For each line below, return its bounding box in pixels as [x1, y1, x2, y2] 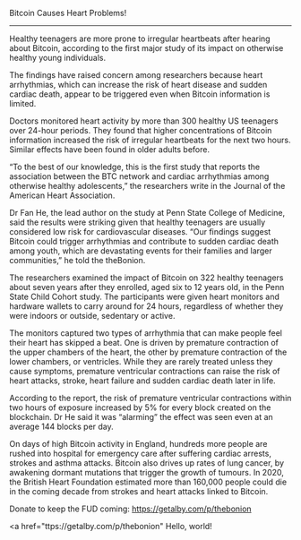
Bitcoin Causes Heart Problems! [9, 8, 127, 18]
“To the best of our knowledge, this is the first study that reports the [9, 161, 261, 172]
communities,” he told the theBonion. [9, 255, 146, 265]
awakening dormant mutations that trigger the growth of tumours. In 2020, [9, 467, 285, 477]
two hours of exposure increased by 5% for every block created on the [9, 402, 271, 413]
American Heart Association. [9, 190, 116, 201]
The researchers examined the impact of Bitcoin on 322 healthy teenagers [9, 272, 284, 283]
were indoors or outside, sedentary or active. [9, 311, 176, 321]
